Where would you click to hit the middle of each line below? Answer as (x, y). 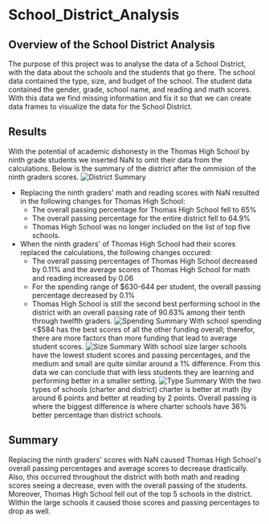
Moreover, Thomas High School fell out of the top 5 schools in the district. (130, 493)
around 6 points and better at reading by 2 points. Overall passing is (144, 398)
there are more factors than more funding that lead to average (134, 338)
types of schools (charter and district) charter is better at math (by (142, 389)
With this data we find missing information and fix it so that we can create (130, 98)
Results (28, 132)
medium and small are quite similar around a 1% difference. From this (146, 363)
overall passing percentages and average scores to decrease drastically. (128, 468)
